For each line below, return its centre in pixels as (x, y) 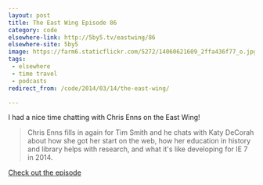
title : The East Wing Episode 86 (63, 23)
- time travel (34, 74)
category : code (33, 30)
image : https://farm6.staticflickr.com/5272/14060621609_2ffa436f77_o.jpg (133, 52)
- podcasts (29, 81)
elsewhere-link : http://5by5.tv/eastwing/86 (82, 37)
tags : (17, 60)
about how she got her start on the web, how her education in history (139, 141)
